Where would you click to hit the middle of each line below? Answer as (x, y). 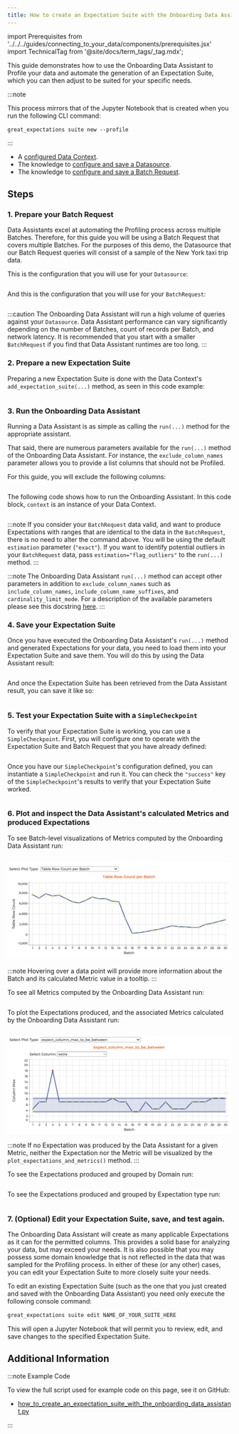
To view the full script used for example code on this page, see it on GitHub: (119, 1390)
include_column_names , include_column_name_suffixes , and (93, 591)
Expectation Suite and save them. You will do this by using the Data (106, 655)
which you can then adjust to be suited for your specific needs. (100, 80)
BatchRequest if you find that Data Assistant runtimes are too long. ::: (107, 344)
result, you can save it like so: (51, 691)
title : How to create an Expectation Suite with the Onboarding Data (113, 15)
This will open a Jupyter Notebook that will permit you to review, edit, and (115, 1329)
